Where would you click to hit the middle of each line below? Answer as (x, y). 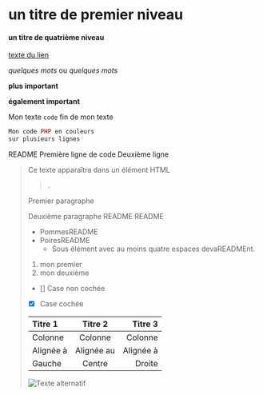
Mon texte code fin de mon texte (61, 117)
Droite (147, 364)
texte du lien (29, 55)
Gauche (47, 364)
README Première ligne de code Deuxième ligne (89, 154)
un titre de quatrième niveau (56, 37)
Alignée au (95, 351)
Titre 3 (145, 324)
